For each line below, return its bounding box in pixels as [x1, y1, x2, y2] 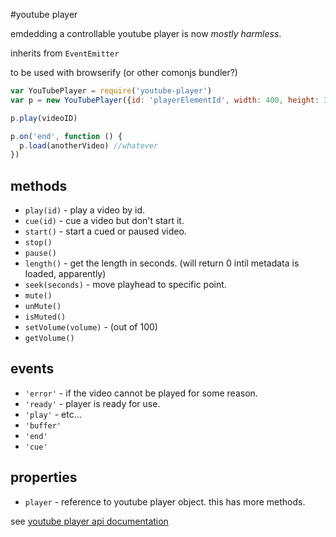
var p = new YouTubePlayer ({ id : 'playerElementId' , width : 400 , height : [10, 95, 320, 105]
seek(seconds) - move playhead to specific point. [24, 279, 227, 291]
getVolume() [24, 334, 75, 344]
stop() [24, 238, 53, 248]
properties [10, 469, 78, 486]
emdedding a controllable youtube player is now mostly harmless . [10, 28, 282, 39]
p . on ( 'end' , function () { [10, 131, 123, 141]
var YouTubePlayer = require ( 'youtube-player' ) [10, 86, 213, 96]
